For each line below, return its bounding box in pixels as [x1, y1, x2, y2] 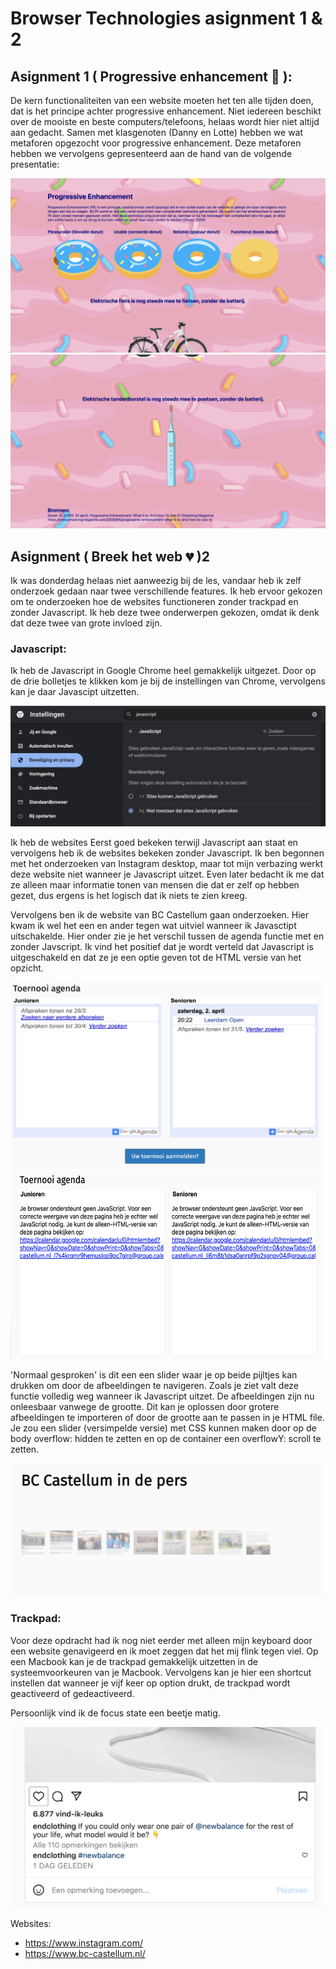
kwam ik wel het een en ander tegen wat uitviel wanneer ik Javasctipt [10, 919, 297, 931]
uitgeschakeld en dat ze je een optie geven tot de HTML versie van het [10, 951, 302, 963]
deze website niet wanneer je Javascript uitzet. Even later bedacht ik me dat [10, 868, 325, 880]
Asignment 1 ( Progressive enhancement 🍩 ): [10, 68, 293, 85]
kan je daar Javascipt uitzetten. [10, 686, 140, 698]
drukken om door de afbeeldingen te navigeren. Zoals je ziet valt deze [10, 1379, 300, 1391]
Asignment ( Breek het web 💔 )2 [10, 548, 210, 565]
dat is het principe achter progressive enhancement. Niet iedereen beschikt [10, 105, 322, 117]
